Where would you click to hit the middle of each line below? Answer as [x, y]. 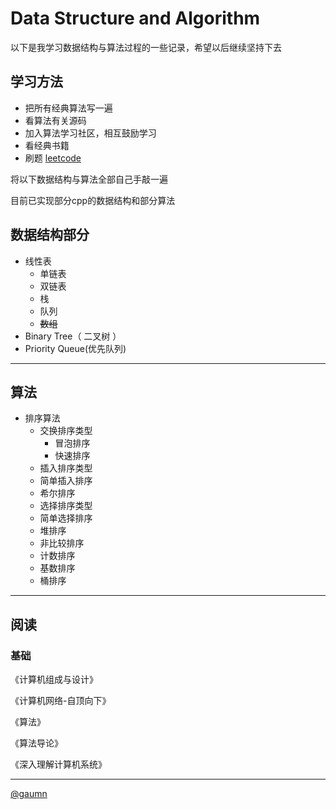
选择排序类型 [66, 506]
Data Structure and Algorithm [135, 18]
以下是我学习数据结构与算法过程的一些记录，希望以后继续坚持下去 [146, 47]
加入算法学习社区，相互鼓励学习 [90, 133]
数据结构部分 [50, 235]
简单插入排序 [66, 481]
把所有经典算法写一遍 [68, 108]
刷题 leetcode [53, 158]
